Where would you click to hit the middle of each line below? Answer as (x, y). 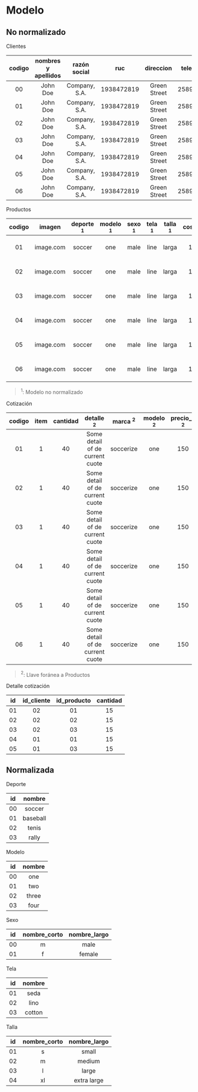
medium (89, 1061)
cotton (34, 1012)
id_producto (73, 700)
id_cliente (37, 700)
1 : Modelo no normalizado (52, 392)
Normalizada (30, 770)
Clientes (16, 46)
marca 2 (124, 421)
